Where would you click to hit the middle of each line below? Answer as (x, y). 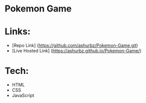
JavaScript (23, 95)
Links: (18, 32)
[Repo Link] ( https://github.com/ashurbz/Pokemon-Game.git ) (75, 45)
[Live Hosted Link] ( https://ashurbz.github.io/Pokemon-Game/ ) (77, 51)
